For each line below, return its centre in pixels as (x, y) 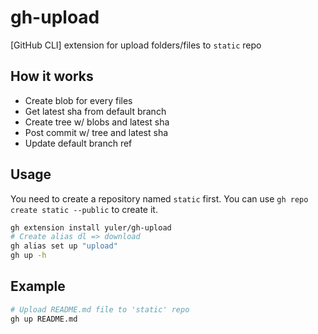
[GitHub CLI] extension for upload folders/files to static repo (136, 45)
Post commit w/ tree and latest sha (96, 132)
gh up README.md (44, 319)
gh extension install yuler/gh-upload (91, 227)
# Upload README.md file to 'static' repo (100, 309)
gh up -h (28, 256)
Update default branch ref (78, 143)
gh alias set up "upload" (64, 246)
